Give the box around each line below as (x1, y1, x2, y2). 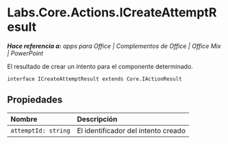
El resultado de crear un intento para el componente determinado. (7, 62, 194, 70)
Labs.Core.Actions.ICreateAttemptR (7, 5, 217, 20)
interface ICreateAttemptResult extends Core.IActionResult (7, 75, 183, 83)
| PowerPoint (7, 49, 43, 57)
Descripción (77, 114, 118, 124)
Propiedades (7, 94, 63, 106)
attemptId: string (10, 126, 71, 134)
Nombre (10, 114, 38, 124)
